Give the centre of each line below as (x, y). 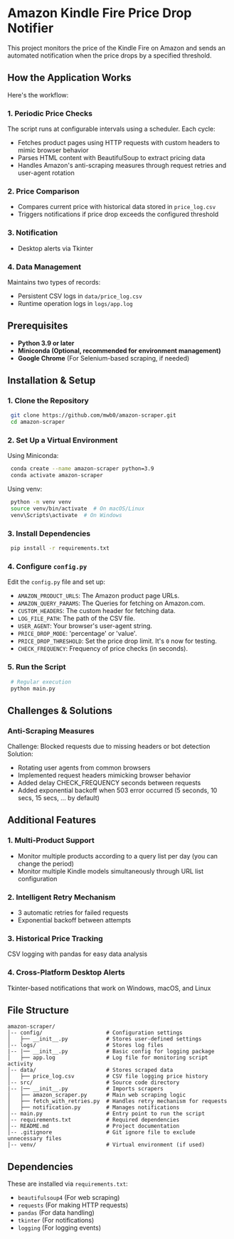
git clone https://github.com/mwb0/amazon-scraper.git (93, 415)
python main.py (33, 688)
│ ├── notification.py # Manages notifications (94, 1107)
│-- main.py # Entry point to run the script (106, 1114)
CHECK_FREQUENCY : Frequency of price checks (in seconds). (103, 649)
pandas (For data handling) (56, 1213)
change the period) (46, 863)
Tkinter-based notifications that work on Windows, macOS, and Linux (109, 988)
